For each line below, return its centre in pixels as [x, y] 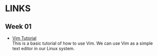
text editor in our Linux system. [43, 48]
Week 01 [18, 27]
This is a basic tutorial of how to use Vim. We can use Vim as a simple [82, 43]
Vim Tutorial [24, 38]
